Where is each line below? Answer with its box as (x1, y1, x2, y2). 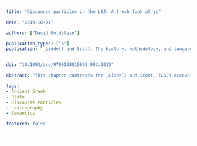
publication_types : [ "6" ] (6, 41, 69, 47)
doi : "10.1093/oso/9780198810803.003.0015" (6, 62, 114, 68)
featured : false (6, 121, 46, 127)
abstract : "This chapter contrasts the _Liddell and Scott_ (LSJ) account (6, 72, 193, 78)
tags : (6, 83, 19, 89)
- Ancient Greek (6, 88, 46, 94)
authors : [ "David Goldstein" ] (6, 30, 80, 36)
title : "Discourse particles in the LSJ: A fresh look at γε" (6, 8, 161, 15)
